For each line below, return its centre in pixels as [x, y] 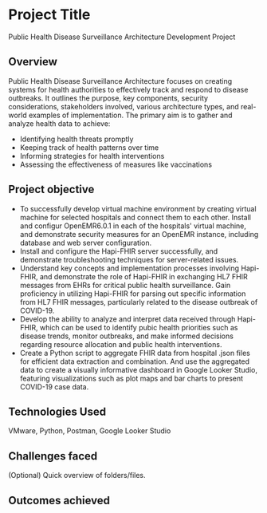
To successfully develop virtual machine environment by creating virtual [138, 208]
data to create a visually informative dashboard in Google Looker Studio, [138, 369]
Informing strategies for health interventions [92, 156]
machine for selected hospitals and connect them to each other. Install [135, 217]
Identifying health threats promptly [77, 139]
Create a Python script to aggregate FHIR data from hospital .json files [135, 353]
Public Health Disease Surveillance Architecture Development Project [122, 37]
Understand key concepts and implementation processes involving [130, 268]
